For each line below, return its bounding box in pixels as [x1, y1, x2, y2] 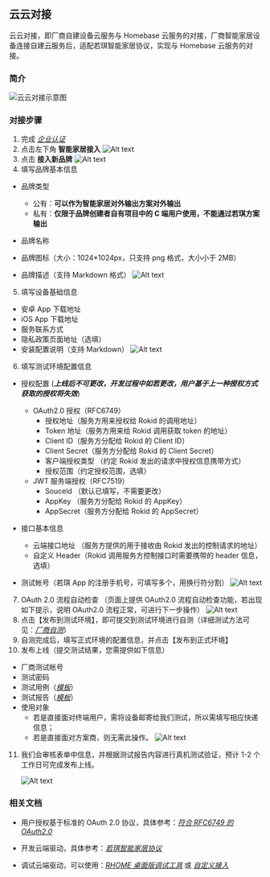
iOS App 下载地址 [20, 315, 79, 324]
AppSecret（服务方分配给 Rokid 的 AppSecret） [44, 506, 203, 517]
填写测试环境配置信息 [20, 361, 92, 372]
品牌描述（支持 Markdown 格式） [20, 270, 131, 280]
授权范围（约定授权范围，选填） [44, 466, 151, 476]
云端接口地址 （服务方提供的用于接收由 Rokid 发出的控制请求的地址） [32, 541, 262, 550]
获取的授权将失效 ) [20, 389, 80, 398]
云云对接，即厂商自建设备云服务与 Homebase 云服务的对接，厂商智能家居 [9, 31, 254, 40]
